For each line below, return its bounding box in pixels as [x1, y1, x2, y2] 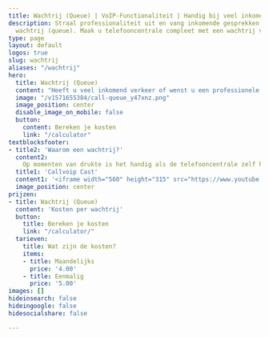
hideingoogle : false [8, 302, 78, 310]
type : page [8, 34, 45, 42]
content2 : [15, 153, 48, 161]
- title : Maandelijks [22, 257, 94, 265]
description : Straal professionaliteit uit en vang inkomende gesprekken [8, 19, 260, 27]
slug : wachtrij [8, 57, 59, 65]
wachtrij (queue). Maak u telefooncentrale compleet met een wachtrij [15, 26, 256, 34]
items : [22, 250, 45, 258]
